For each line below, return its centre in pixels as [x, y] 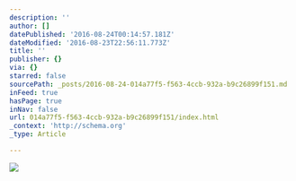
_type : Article [38, 134]
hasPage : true [36, 101]
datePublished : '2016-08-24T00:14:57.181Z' [92, 34]
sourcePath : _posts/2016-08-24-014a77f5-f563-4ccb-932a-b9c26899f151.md [148, 84]
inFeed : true [34, 92]
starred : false [38, 76]
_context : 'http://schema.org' [68, 126]
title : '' [28, 51]
